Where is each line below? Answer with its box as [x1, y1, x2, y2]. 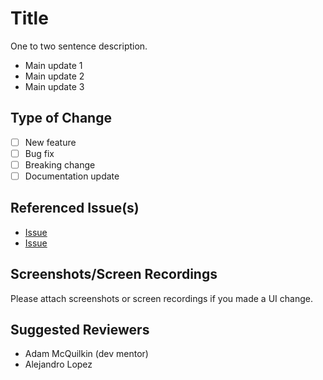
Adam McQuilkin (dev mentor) [24, 348, 149, 360]
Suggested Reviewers [10, 322, 150, 339]
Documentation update [24, 170, 120, 182]
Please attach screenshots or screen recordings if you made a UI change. [10, 292, 313, 304]
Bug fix [24, 147, 55, 159]
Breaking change [24, 158, 96, 171]
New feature [24, 136, 77, 148]
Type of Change [10, 110, 112, 127]
